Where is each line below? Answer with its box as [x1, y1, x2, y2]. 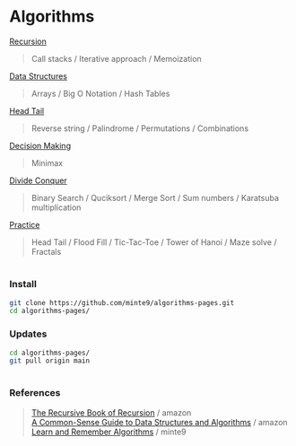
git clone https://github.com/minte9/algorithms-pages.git [9, 298, 235, 307]
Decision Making [9, 140, 72, 151]
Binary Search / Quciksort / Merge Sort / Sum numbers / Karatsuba [30, 192, 280, 203]
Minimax [30, 157, 64, 168]
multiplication [30, 202, 82, 213]
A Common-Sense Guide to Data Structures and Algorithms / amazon [30, 416, 289, 427]
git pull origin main [9, 356, 91, 365]
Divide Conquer [9, 175, 67, 186]
